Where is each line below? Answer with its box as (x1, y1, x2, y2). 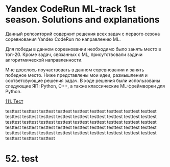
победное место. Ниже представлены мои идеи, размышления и (5, 72, 148, 78)
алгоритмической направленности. (5, 57, 83, 63)
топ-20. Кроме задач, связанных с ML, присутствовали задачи (5, 51, 143, 58)
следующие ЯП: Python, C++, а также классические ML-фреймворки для (5, 82, 165, 89)
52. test (5, 153, 38, 164)
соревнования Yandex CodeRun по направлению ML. (5, 36, 121, 42)
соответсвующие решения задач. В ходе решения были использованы (5, 77, 160, 83)
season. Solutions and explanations (5, 14, 160, 25)
